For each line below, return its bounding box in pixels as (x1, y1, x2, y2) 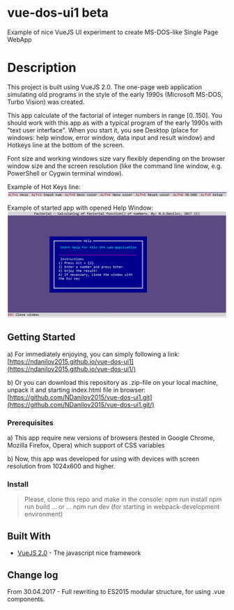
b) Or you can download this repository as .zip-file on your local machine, (7, 378, 219, 386)
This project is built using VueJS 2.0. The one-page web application (7, 82, 202, 91)
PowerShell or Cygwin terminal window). (7, 169, 124, 177)
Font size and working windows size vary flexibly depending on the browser (7, 154, 226, 162)
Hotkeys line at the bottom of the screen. (7, 141, 125, 149)
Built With (7, 530, 51, 542)
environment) (24, 510, 63, 519)
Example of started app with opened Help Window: (7, 204, 154, 212)
